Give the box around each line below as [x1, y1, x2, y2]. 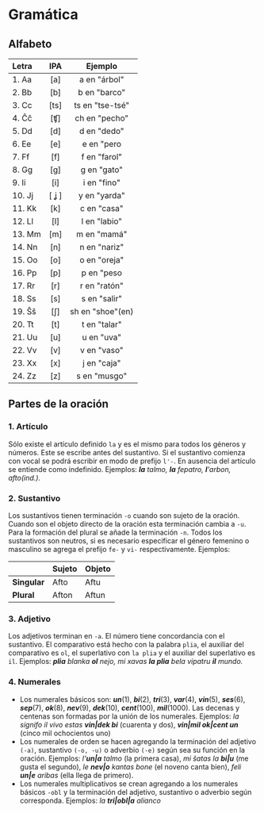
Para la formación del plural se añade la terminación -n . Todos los [8, 527, 223, 537]
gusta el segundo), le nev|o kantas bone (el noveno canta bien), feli [19, 761, 242, 771]
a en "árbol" [78, 74, 124, 85]
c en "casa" [80, 203, 124, 213]
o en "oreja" [78, 255, 124, 265]
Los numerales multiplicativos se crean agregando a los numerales [19, 779, 239, 788]
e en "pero [82, 139, 121, 149]
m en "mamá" [76, 228, 128, 240]
